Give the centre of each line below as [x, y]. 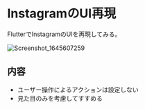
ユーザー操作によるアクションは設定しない [78, 90]
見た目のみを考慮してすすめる [60, 98]
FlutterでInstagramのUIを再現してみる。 [64, 34]
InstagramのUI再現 [62, 14]
